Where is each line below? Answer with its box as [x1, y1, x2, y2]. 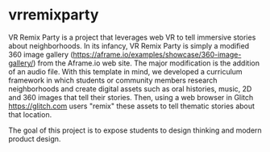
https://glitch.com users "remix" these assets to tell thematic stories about [8, 101, 255, 111]
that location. [8, 109, 52, 119]
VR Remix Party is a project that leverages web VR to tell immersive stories [8, 32, 256, 42]
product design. [8, 133, 61, 143]
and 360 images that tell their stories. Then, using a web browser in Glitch [8, 92, 254, 102]
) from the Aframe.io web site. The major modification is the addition [33, 58, 260, 68]
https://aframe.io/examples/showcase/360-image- [73, 49, 242, 59]
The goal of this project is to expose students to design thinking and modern [8, 125, 262, 135]
